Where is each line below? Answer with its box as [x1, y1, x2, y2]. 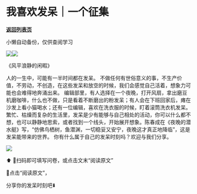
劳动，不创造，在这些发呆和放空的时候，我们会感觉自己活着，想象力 [21, 82, 186, 89]
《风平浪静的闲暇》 [6, 62, 53, 69]
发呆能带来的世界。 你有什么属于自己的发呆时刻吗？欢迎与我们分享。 [6, 133, 172, 140]
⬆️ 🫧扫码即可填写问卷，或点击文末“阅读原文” [6, 156, 113, 163]
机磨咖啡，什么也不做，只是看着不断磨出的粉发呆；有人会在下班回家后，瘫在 [6, 96, 191, 103]
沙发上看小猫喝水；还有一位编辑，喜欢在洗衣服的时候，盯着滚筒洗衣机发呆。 [6, 103, 191, 111]
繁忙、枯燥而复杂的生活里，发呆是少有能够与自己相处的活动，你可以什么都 [6, 111, 186, 118]
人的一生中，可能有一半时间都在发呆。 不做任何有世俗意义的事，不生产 [6, 74, 177, 81]
